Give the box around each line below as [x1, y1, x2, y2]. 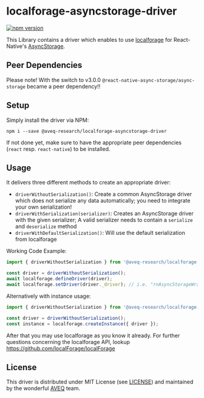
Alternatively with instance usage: [6, 292, 91, 300]
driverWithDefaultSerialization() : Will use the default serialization [15, 229, 185, 237]
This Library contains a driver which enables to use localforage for [6, 36, 172, 43]
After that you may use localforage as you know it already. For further [6, 332, 180, 339]
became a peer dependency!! [27, 83, 101, 90]
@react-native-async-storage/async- [102, 77, 195, 83]
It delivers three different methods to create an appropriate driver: [6, 179, 171, 186]
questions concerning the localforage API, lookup [6, 338, 131, 345]
